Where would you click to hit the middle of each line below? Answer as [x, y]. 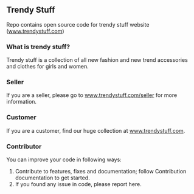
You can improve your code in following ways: [64, 159]
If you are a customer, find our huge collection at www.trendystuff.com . [96, 130]
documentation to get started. [52, 178]
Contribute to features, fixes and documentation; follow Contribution [101, 171]
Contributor [24, 146]
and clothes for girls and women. [48, 67]
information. [22, 102]
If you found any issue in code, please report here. [78, 184]
